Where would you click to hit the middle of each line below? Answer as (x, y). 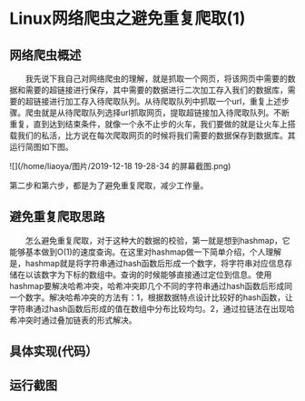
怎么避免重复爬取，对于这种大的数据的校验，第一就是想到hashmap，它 (158, 240)
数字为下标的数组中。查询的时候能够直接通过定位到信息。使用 (156, 275)
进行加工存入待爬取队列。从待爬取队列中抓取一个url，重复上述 (165, 101)
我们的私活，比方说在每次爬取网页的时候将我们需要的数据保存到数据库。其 (156, 135)
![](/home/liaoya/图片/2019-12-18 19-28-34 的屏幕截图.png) (120, 166)
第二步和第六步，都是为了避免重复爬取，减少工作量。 (109, 185)
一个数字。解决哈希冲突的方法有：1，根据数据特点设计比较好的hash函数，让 (151, 297)
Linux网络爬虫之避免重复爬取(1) (128, 19)
